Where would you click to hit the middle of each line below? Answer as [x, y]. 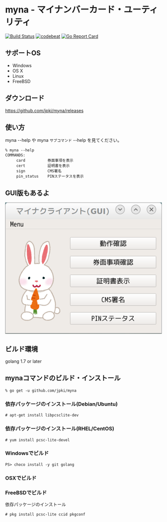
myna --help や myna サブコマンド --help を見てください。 [64, 140]
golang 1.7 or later [24, 361]
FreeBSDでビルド [26, 493]
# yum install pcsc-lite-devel [38, 440]
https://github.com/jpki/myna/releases [44, 110]
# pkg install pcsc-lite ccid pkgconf [45, 515]
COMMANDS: [15, 155]
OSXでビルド [21, 478]
